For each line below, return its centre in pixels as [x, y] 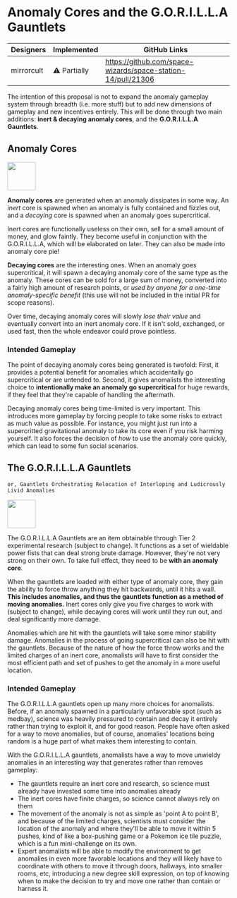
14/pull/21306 [130, 79]
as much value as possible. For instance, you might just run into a [102, 423]
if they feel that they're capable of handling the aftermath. [91, 395]
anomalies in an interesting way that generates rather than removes [105, 763]
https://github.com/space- [149, 61]
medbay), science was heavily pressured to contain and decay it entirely [113, 719]
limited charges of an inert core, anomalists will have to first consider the [113, 655]
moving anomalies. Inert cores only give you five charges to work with [110, 604]
